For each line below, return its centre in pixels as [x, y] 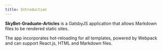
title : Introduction [26, 9]
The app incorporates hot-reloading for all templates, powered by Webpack [81, 38]
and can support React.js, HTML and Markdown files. [59, 43]
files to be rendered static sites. [37, 28]
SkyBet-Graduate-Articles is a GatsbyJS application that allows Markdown [81, 23]
